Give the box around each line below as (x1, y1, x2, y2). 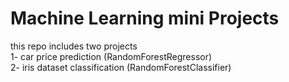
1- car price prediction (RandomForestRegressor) (10, 50, 213, 62)
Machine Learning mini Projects (10, 7, 280, 30)
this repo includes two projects (10, 40, 138, 52)
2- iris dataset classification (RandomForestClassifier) (10, 61, 232, 73)
